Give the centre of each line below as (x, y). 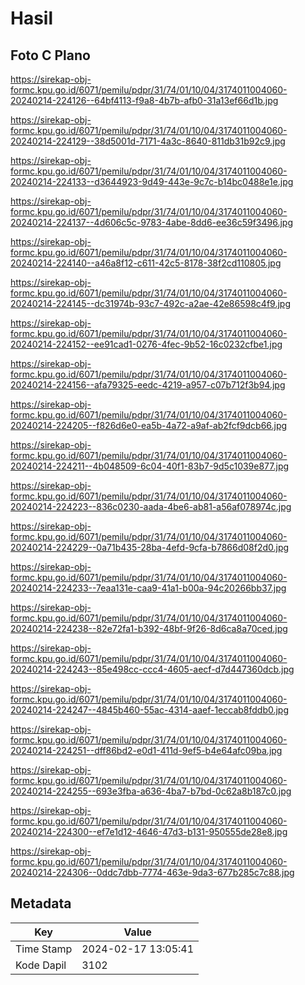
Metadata (41, 903)
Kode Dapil (41, 965)
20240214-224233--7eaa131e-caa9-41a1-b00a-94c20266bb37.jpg (148, 588)
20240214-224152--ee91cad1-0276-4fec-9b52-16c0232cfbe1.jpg (146, 344)
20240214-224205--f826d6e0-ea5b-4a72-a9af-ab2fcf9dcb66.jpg (149, 425)
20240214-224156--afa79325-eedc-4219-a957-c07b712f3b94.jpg (148, 385)
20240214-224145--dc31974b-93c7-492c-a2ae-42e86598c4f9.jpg (150, 303)
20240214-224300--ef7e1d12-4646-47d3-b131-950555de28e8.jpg (149, 831)
